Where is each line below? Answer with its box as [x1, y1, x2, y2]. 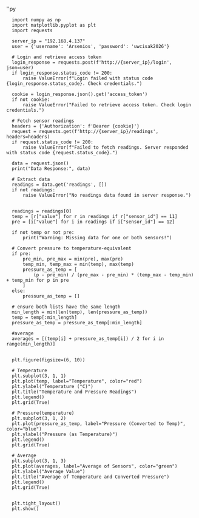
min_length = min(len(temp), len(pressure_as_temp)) [12, 309, 148, 315]
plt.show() [12, 506, 39, 512]
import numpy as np [12, 17, 61, 23]
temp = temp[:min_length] [12, 315, 78, 321]
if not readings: [12, 187, 56, 193]
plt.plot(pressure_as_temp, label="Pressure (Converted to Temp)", [12, 421, 186, 427]
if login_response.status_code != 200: [12, 70, 113, 76]
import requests [12, 27, 53, 33]
